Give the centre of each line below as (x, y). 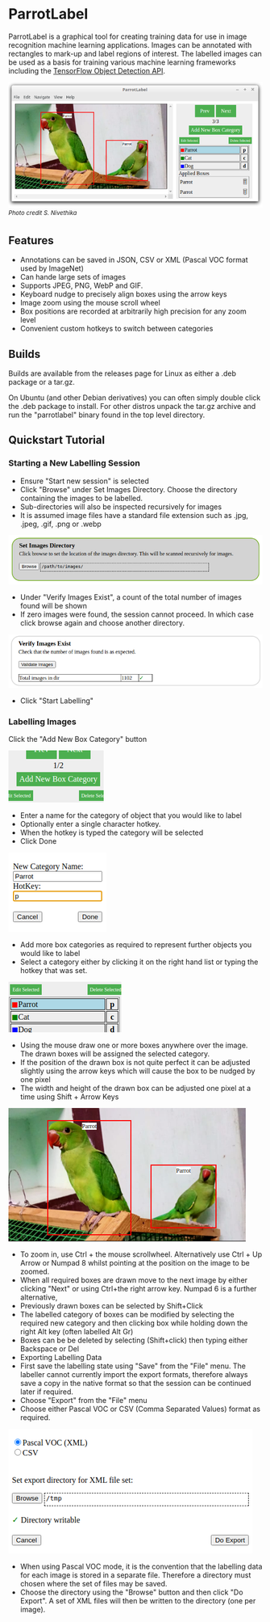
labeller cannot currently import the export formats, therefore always (134, 1375)
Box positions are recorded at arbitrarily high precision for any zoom (133, 311)
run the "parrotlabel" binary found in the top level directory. (107, 415)
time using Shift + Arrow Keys (69, 1097)
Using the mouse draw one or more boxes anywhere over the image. (134, 1045)
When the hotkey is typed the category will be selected (112, 832)
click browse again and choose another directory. (102, 622)
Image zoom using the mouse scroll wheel (90, 303)
